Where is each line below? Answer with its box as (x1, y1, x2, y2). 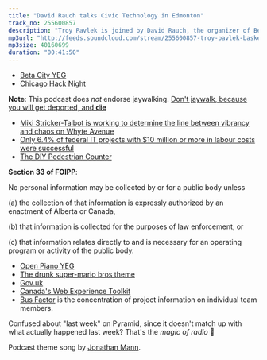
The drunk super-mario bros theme (19, 269, 135, 279)
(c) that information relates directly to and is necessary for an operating (8, 238, 242, 246)
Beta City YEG (19, 71, 67, 79)
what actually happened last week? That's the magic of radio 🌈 (8, 327, 215, 336)
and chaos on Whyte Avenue (19, 126, 114, 136)
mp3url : (8, 33, 34, 42)
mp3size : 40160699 (8, 41, 69, 49)
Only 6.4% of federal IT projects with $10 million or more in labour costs (19, 135, 256, 144)
